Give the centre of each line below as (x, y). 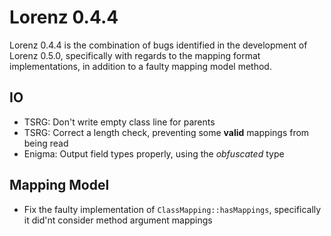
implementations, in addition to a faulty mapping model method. (140, 66)
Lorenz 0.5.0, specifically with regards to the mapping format (135, 55)
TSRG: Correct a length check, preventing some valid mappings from (166, 132)
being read (46, 143)
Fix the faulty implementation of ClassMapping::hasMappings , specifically (172, 209)
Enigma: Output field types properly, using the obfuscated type (154, 153)
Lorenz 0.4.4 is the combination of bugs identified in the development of (158, 45)
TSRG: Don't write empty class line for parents (119, 122)
